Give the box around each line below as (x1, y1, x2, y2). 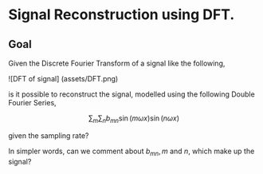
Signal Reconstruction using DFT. (8, 6, 235, 24)
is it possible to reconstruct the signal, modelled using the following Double (8, 89, 255, 99)
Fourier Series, (8, 98, 57, 107)
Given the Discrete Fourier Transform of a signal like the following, (8, 58, 226, 68)
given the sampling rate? (8, 130, 89, 140)
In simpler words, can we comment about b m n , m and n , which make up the (8, 146, 255, 157)
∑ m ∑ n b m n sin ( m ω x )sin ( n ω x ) (88, 113, 180, 125)
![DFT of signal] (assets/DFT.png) (8, 74, 119, 83)
